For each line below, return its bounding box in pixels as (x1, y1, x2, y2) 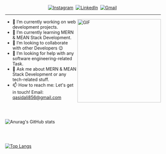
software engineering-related (12, 56, 73, 61)
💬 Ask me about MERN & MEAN (12, 66, 77, 72)
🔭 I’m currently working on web (12, 19, 76, 25)
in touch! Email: (12, 89, 44, 95)
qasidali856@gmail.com (12, 94, 62, 100)
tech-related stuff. (12, 77, 49, 82)
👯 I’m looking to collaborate (12, 40, 68, 45)
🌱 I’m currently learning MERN (12, 30, 74, 35)
